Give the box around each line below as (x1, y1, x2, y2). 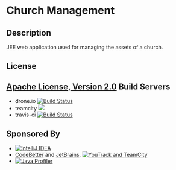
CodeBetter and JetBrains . (14, 151, 81, 159)
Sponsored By (6, 128, 60, 139)
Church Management (6, 4, 115, 17)
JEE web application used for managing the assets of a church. (6, 43, 163, 51)
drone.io (14, 98, 36, 105)
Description (6, 28, 51, 38)
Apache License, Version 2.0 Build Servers (6, 81, 171, 92)
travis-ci (14, 111, 36, 118)
